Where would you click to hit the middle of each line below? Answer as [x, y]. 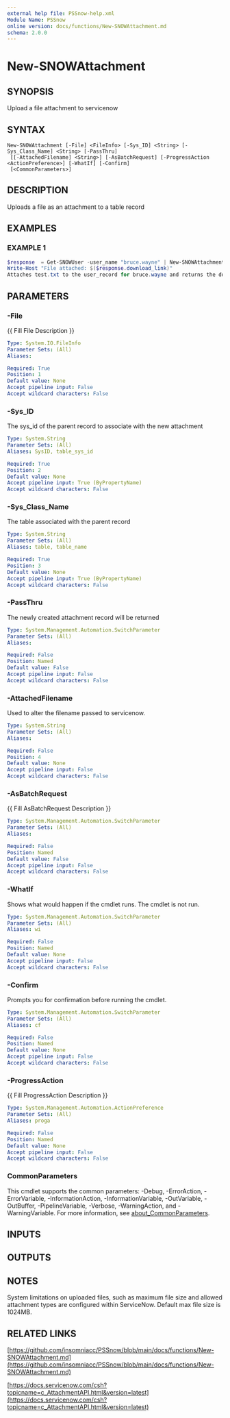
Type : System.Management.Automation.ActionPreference [86, 1108]
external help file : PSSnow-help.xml [61, 13]
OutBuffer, [22, 1206]
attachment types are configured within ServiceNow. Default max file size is [114, 1305]
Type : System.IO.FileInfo [44, 343]
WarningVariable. [31, 1212]
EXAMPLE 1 [27, 248]
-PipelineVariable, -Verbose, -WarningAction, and [107, 1206]
